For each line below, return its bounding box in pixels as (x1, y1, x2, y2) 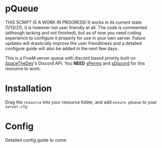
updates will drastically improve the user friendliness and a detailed (5, 40, 142, 46)
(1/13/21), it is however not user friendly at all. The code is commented (5, 24, 147, 30)
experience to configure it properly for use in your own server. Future (5, 35, 146, 41)
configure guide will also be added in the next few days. (5, 45, 119, 51)
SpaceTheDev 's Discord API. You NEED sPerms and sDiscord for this (5, 60, 145, 66)
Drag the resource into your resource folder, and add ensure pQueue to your (5, 99, 157, 105)
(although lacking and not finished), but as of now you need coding (5, 30, 141, 36)
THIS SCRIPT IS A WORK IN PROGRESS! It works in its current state (5, 19, 142, 25)
